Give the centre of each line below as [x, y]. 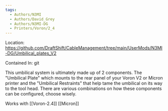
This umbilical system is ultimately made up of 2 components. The [73, 72]
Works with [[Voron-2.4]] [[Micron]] [42, 103]
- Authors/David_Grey [32, 19]
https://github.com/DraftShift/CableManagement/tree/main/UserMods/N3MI [84, 48]
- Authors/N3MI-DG [29, 24]
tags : [11, 10]
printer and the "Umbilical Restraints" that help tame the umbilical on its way [84, 83]
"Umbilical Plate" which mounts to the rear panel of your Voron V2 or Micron [84, 78]
